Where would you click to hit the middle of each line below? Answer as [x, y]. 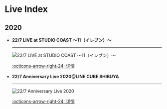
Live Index [26, 9]
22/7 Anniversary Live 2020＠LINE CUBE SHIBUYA [65, 76]
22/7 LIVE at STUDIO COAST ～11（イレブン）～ [62, 40]
